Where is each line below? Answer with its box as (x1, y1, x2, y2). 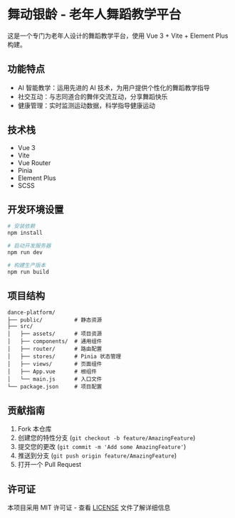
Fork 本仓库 (17, 425, 52, 433)
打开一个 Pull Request (17, 460, 82, 469)
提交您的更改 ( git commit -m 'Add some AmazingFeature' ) (17, 443, 187, 451)
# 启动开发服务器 (7, 243, 51, 250)
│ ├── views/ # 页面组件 (7, 361, 103, 368)
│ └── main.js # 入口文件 (7, 376, 103, 383)
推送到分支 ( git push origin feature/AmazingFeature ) (17, 451, 177, 460)
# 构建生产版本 (7, 261, 46, 269)
